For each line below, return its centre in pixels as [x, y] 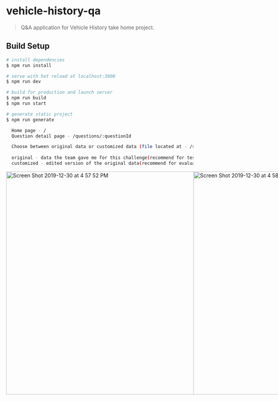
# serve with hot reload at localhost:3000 [61, 76]
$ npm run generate [30, 120]
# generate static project [40, 114]
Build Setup [28, 46]
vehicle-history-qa [53, 11]
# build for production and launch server [59, 93]
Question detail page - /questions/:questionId [72, 136]
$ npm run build [26, 98]
